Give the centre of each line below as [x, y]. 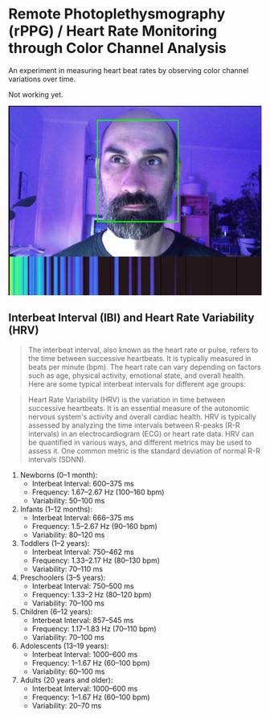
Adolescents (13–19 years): [64, 646]
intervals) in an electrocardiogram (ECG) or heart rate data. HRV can [141, 433]
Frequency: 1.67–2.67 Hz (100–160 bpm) [98, 492]
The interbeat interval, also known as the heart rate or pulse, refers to [143, 350]
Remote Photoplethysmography [117, 14]
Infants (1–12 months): [56, 509]
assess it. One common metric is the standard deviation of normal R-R [144, 450]
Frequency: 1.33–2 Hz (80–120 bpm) [92, 594]
